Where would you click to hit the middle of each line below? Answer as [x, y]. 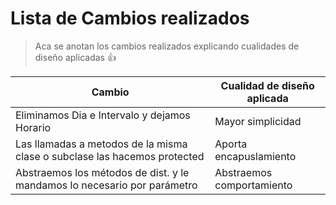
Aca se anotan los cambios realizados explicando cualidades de [167, 46]
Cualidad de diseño [267, 85]
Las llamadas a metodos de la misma [101, 144]
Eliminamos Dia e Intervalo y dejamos [103, 115]
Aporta [231, 144]
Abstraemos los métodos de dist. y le [102, 172]
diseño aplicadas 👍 [75, 57]
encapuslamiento [255, 156]
